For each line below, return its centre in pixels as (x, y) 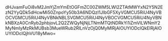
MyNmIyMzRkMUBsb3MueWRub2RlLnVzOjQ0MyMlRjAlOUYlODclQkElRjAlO (83, 28)
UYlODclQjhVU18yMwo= (31, 33)
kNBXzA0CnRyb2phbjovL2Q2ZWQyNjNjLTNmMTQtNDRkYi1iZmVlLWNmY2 (83, 23)
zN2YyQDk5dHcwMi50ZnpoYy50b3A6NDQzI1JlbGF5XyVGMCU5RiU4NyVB (83, 12)
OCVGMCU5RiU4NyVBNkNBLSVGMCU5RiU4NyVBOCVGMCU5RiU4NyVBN (83, 18)
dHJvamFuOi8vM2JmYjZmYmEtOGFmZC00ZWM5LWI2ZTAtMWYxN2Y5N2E (84, 7)
